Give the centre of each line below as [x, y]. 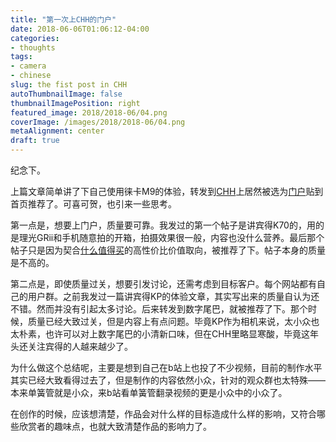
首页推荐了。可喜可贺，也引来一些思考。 [93, 204]
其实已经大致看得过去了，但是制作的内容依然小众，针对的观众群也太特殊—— [168, 380]
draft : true [35, 141]
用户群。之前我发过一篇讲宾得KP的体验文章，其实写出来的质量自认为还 [173, 296]
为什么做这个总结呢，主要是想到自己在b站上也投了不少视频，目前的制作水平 [166, 367]
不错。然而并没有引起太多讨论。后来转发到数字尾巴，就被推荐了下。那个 [159, 309]
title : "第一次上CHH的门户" [63, 19]
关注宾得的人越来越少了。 [80, 346]
